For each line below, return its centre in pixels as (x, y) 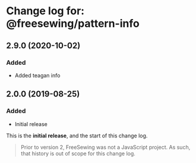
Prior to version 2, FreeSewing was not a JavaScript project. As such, (105, 147)
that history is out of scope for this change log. (78, 153)
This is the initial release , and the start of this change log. (77, 136)
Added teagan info (37, 75)
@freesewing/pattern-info (73, 23)
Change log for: (45, 11)
